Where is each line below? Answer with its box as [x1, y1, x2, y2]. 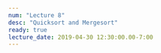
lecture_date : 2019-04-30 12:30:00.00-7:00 [8, 33, 154, 41]
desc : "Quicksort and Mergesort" [8, 19, 118, 26]
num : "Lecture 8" [8, 11, 66, 19]
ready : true [8, 26, 47, 34]
